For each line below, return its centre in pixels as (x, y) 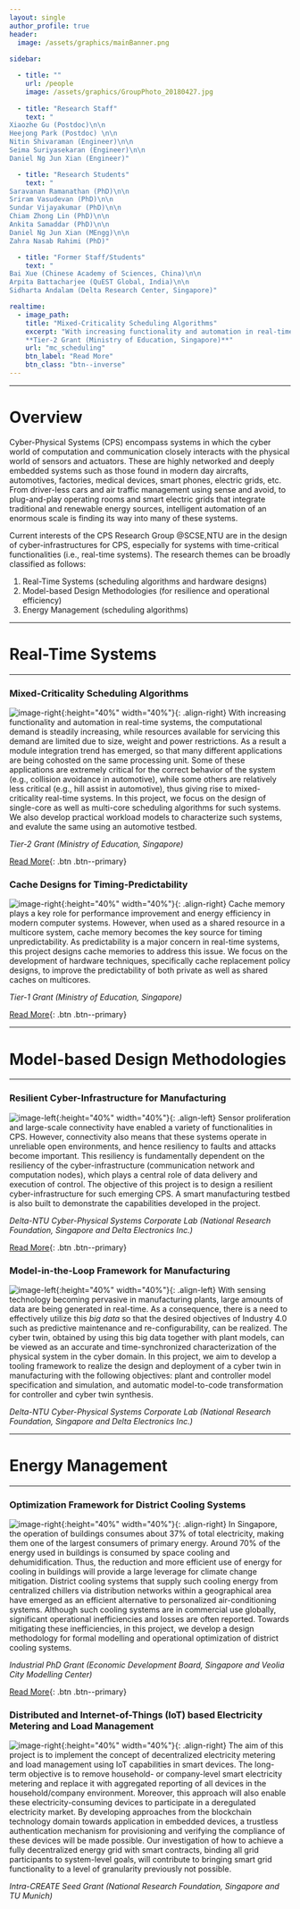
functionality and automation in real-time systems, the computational (136, 722)
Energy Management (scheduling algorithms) (105, 610)
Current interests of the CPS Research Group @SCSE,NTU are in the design (148, 535)
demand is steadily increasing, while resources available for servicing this (145, 732)
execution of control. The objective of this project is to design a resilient (141, 1184)
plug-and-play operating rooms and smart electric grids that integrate (137, 499)
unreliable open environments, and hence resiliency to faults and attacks (143, 1146)
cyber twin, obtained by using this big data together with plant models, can (147, 1337)
